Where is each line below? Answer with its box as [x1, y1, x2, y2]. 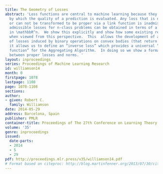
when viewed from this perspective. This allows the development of [9, 35, 155, 39]
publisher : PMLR [5, 116, 38, 121]
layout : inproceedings [5, 57, 51, 62]
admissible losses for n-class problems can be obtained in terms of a [9, 25, 158, 30]
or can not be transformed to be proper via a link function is [9, 20, 142, 26]
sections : [5, 89, 25, 94]
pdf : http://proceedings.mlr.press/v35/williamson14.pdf [5, 156, 123, 161]
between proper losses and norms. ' [9, 52, 83, 58]
